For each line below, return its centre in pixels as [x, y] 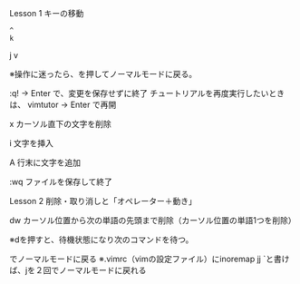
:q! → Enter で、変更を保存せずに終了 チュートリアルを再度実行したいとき [147, 93]
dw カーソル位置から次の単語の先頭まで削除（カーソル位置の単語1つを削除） [153, 220]
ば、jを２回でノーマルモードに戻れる [78, 270]
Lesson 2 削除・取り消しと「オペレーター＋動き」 [103, 201]
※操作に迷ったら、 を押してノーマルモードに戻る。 [103, 74]
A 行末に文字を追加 [45, 162]
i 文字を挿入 [32, 143]
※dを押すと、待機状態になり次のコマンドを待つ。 [102, 240]
